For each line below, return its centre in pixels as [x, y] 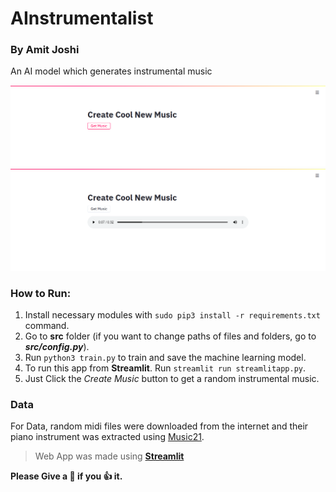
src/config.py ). [57, 347]
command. [47, 326]
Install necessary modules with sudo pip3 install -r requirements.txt [172, 315]
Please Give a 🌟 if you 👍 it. [66, 476]
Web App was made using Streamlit [109, 456]
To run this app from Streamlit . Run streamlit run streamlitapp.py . [165, 368]
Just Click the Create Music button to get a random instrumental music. [172, 379]
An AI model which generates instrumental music [111, 71]
